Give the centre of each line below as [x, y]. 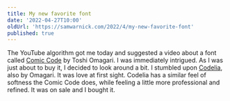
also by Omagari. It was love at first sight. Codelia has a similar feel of [107, 75]
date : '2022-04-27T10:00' [44, 20]
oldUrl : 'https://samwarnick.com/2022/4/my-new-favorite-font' [101, 26]
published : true [31, 33]
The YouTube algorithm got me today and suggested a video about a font [112, 53]
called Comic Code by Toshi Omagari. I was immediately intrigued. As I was [115, 61]
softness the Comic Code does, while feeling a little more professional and [114, 83]
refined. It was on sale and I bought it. [61, 90]
